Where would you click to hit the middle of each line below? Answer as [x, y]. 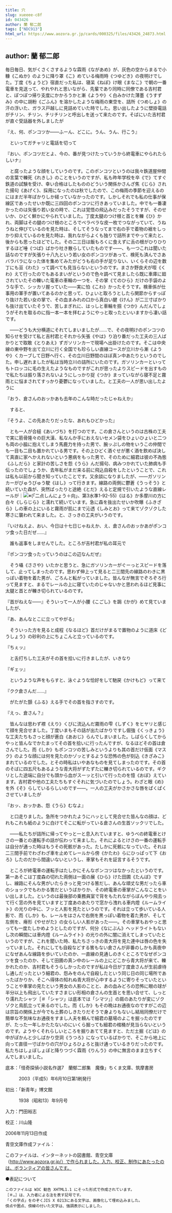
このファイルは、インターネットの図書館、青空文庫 [59, 1155]
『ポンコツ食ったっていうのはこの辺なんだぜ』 [55, 554]
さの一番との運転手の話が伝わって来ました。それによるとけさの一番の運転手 [86, 840]
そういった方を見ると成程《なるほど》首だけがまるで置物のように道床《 [86, 630]
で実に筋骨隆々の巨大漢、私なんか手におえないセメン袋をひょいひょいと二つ [86, 438]
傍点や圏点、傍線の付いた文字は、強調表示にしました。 [55, 1206]
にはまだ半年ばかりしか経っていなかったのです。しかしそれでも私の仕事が [83, 196]
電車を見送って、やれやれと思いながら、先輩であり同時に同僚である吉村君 [84, 88]
